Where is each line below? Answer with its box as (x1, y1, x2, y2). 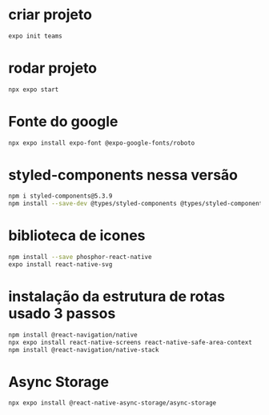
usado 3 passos (8, 305, 116, 322)
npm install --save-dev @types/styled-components (8, 200, 178, 208)
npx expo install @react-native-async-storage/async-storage (8, 399, 217, 407)
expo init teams (8, 32, 62, 40)
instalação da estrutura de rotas (8, 288, 226, 305)
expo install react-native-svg (8, 260, 113, 269)
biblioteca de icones (8, 226, 146, 245)
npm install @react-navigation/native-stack (8, 345, 159, 353)
